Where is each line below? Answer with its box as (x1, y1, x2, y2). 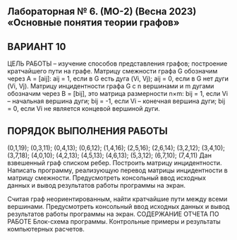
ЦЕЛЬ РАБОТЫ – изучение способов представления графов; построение (7, 59, 228, 68)
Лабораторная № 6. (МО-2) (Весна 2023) (7, 6, 197, 18)
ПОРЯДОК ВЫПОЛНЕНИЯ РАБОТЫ (7, 125, 168, 137)
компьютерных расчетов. (7, 225, 85, 234)
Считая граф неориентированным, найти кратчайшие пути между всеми (7, 195, 228, 203)
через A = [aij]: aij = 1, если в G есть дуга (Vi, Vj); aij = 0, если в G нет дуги (7, 74, 229, 83)
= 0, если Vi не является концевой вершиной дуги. (7, 104, 160, 113)
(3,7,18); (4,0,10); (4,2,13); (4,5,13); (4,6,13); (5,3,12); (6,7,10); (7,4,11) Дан (7, 151, 212, 160)
